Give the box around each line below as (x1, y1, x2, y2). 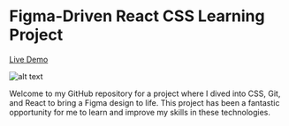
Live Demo (9, 54, 49, 64)
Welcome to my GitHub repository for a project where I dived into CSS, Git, (9, 88, 281, 99)
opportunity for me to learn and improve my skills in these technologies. (9, 107, 271, 117)
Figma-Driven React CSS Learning (9, 6, 265, 26)
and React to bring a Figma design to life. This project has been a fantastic (9, 97, 280, 107)
